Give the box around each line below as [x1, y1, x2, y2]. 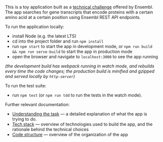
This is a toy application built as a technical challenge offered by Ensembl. [5, 4, 153, 10]
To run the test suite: [5, 83, 47, 89]
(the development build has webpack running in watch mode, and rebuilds [5, 63, 155, 69]
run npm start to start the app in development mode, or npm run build [12, 44, 152, 49]
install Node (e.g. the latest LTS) [12, 33, 76, 39]
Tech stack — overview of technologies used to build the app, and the [12, 121, 153, 127]
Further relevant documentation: [5, 102, 70, 107]
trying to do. [12, 116, 37, 122]
